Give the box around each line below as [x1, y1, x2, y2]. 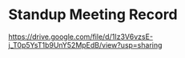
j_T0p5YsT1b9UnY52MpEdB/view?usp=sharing [8, 40, 163, 49]
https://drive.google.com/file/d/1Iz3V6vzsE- [8, 32, 154, 41]
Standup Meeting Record [8, 6, 178, 24]
